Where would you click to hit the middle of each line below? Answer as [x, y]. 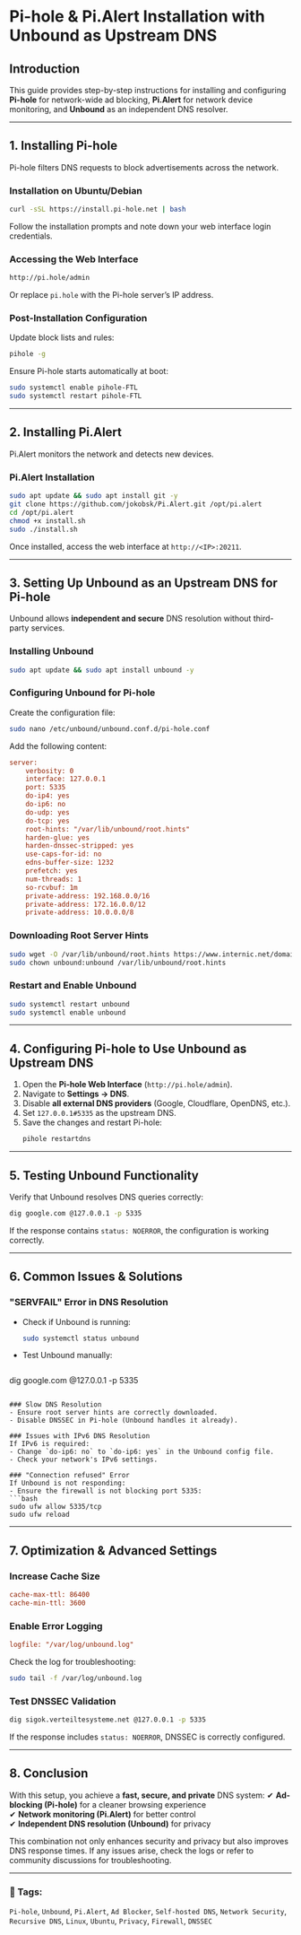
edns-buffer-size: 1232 [70, 863]
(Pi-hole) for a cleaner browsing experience [125, 1804]
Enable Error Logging [56, 1626]
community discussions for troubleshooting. [90, 1860]
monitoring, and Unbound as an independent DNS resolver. [119, 109]
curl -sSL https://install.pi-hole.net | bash [98, 209]
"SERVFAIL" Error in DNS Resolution [89, 1303]
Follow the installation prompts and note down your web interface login [140, 226]
